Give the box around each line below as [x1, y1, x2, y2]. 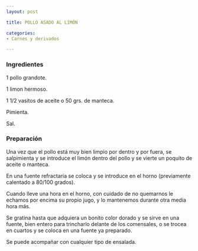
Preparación [6, 135, 43, 143]
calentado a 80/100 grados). [6, 179, 76, 186]
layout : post [6, 8, 38, 15]
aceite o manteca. [6, 161, 50, 168]
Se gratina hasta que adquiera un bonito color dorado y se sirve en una [6, 214, 179, 221]
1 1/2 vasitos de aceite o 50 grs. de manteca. [6, 97, 115, 104]
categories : [6, 30, 35, 36]
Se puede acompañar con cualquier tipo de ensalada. [6, 238, 137, 245]
